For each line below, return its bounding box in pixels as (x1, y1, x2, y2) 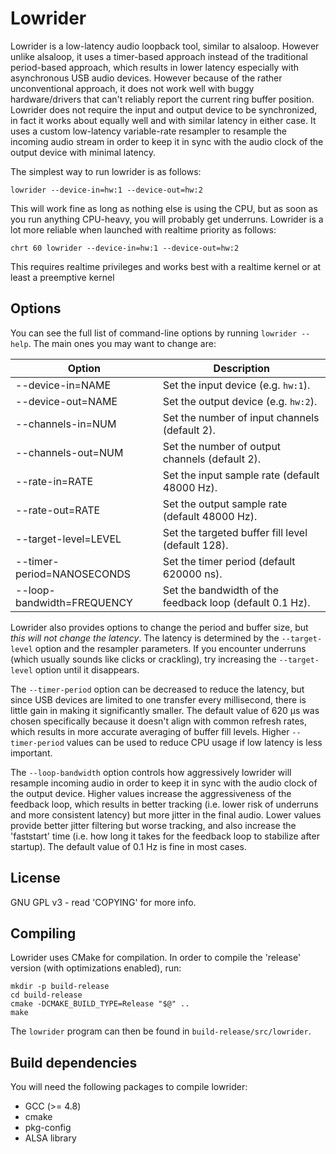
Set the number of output (162, 439, 282, 453)
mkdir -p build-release (10, 982, 110, 992)
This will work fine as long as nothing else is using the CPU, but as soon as (10, 202, 318, 214)
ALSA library (24, 1132, 77, 1144)
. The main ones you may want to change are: (28, 337, 217, 349)
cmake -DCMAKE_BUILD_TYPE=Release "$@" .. (10, 999, 190, 1009)
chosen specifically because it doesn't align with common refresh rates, (10, 715, 308, 727)
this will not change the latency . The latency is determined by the (10, 632, 280, 644)
